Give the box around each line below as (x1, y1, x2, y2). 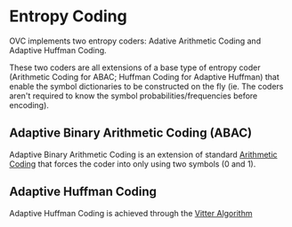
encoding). (9, 99, 49, 110)
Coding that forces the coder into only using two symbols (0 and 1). (9, 158, 256, 169)
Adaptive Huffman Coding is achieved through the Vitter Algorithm (9, 207, 253, 218)
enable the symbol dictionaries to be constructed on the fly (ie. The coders (9, 81, 284, 91)
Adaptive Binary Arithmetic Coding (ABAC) (9, 126, 252, 141)
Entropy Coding (9, 6, 127, 27)
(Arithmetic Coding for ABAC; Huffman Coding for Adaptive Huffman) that (9, 71, 280, 82)
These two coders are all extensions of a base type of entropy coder (9, 62, 261, 73)
